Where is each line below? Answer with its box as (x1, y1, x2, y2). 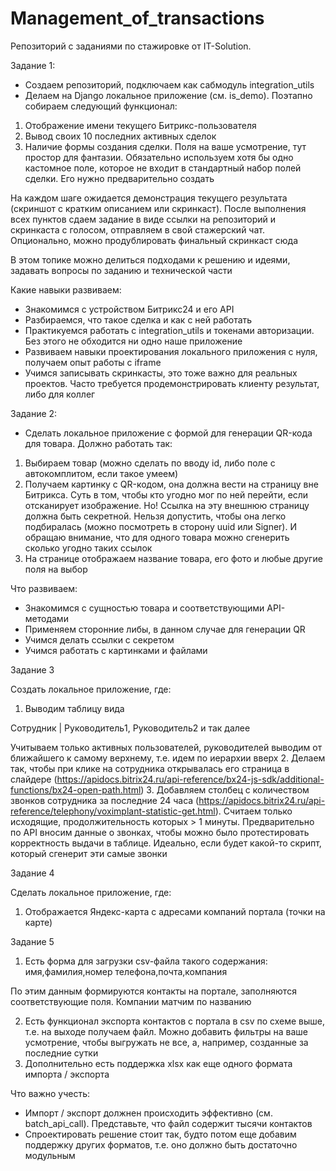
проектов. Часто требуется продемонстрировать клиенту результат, (24, 377, 320, 389)
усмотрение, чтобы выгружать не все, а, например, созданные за (24, 1036, 309, 1048)
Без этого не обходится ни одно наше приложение (24, 335, 243, 347)
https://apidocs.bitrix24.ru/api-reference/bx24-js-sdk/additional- (56, 773, 325, 785)
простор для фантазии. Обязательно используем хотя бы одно (24, 151, 294, 163)
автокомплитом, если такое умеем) (24, 467, 179, 479)
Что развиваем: (10, 582, 78, 594)
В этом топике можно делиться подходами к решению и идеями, (10, 253, 291, 266)
